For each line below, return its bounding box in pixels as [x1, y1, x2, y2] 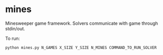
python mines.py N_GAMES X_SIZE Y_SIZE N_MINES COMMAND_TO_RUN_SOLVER [5, 45, 157, 50]
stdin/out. [5, 25, 25, 31]
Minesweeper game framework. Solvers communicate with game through [5, 20, 158, 26]
